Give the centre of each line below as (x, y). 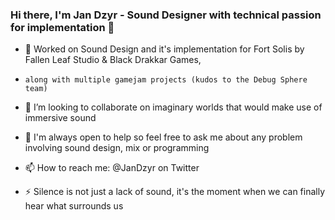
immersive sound (60, 118)
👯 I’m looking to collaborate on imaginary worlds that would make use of (173, 107)
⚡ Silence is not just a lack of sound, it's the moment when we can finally (175, 192)
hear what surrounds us (74, 206)
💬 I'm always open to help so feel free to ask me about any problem (163, 137)
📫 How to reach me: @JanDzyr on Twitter (112, 168)
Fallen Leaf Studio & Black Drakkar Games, (113, 60)
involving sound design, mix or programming (117, 148)
